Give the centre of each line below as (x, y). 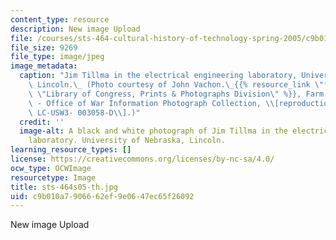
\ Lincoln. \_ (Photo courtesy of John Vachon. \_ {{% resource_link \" (176, 85)
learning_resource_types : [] (71, 150)
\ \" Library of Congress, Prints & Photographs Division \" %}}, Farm (176, 94)
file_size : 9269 (44, 47)
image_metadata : (44, 66)
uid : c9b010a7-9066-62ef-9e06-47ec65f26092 (102, 196)
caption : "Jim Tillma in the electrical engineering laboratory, (158, 76)
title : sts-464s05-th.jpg (64, 187)
